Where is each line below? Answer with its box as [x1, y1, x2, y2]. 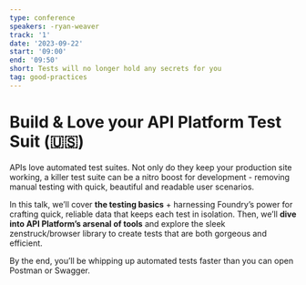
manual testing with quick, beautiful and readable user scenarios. [9, 181, 255, 192]
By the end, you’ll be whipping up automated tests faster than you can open [9, 255, 294, 266]
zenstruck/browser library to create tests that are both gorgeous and [9, 228, 267, 239]
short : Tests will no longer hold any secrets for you [9, 65, 222, 74]
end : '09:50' [9, 56, 59, 65]
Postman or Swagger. [9, 265, 91, 276]
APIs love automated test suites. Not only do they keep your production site [9, 161, 292, 173]
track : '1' [9, 30, 51, 39]
